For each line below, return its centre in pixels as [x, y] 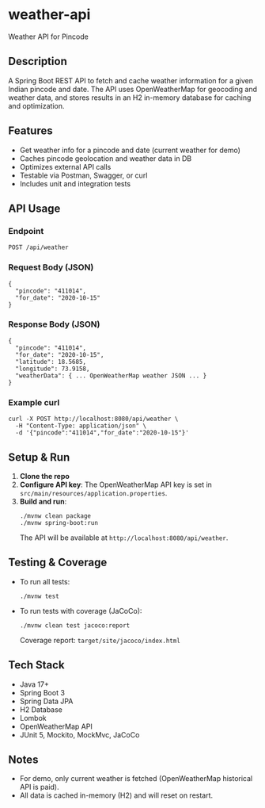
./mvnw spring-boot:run [59, 523]
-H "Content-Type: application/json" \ [81, 426]
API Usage [34, 208]
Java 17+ [34, 684]
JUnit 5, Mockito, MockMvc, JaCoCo [79, 734]
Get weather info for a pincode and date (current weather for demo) [130, 150]
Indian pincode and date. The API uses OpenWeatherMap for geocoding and [133, 89]
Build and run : [43, 501]
